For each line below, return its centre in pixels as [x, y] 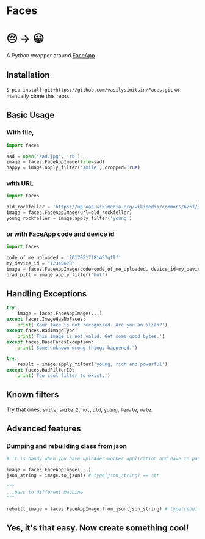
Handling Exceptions [47, 294]
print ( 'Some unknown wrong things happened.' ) [77, 348]
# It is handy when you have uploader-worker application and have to [98, 459]
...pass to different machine [45, 492]
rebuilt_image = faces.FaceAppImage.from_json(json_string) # [87, 509]
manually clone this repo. [38, 96]
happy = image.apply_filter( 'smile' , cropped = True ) [73, 168]
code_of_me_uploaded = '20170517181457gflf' [64, 258]
